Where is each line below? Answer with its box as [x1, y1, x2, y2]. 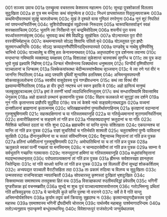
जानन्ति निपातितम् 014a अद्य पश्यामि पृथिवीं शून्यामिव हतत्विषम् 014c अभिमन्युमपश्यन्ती [5, 72, 140, 77]
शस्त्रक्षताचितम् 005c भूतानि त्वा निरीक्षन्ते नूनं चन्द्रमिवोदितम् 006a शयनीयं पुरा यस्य [5, 27, 136, 33]
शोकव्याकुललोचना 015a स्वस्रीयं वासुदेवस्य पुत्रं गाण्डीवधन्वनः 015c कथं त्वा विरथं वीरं [5, 77, 138, 83]
